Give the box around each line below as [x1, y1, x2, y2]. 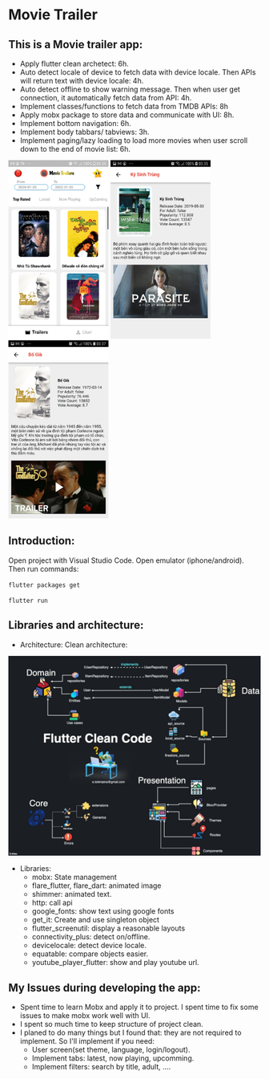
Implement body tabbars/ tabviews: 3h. [19, 127, 150, 136]
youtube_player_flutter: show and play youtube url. [31, 958, 199, 967]
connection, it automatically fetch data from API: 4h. [19, 93, 192, 102]
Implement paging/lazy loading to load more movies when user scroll [19, 136, 248, 145]
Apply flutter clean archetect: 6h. [19, 59, 130, 68]
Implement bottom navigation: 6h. [19, 119, 131, 128]
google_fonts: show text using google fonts [31, 906, 175, 916]
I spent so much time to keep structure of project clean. [19, 1020, 204, 1029]
